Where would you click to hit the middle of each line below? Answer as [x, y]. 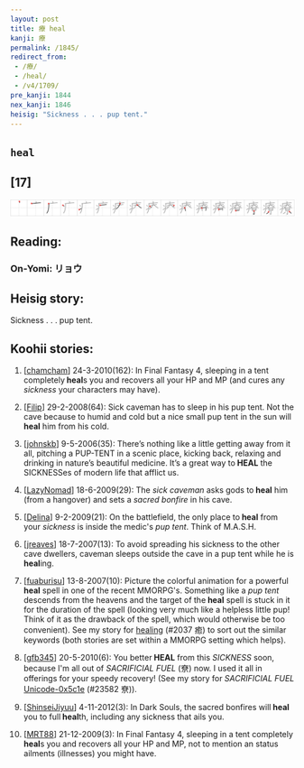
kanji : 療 [28, 38]
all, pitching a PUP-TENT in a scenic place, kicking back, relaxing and [152, 453]
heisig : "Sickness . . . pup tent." [79, 114]
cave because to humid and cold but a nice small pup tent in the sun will [157, 417]
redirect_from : [39, 57]
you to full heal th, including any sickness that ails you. [124, 717]
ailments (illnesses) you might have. [90, 754]
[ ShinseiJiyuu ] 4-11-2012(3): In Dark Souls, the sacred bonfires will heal [156, 708]
